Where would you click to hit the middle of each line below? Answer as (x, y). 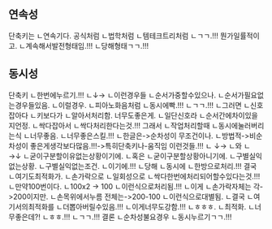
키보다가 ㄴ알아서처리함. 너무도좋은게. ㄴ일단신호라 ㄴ (121, 115)
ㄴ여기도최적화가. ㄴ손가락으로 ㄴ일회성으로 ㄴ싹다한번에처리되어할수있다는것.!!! (134, 176)
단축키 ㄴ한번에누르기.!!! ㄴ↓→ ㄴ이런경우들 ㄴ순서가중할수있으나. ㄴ (117, 95)
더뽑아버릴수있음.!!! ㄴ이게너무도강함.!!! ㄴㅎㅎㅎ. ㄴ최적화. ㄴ (159, 206)
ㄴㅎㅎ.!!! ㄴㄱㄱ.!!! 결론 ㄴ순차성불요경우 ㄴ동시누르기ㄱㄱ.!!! (137, 217)
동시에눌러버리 (241, 125)
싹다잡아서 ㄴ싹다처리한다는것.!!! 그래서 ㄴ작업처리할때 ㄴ (129, 125)
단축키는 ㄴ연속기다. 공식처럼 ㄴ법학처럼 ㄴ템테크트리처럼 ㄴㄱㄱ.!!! (114, 36)
